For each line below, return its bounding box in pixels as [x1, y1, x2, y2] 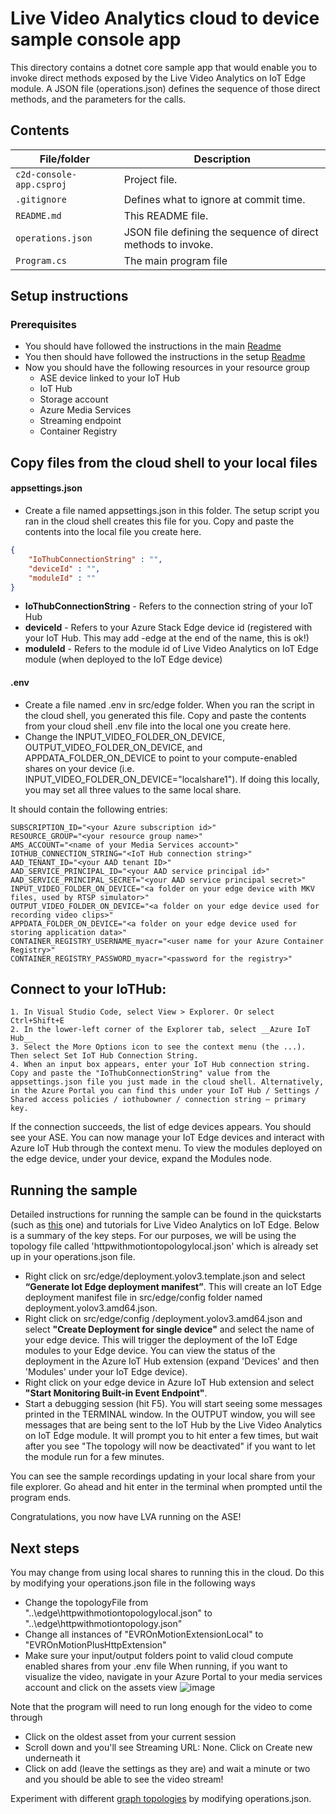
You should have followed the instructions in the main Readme [24, 340, 282, 352]
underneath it [24, 1752, 81, 1764]
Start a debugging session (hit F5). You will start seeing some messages [24, 1398, 323, 1410]
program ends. [10, 1492, 72, 1504]
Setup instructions [10, 288, 129, 305]
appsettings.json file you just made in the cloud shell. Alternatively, [10, 1077, 325, 1087]
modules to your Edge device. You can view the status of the [24, 1345, 276, 1357]
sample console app [10, 28, 182, 51]
